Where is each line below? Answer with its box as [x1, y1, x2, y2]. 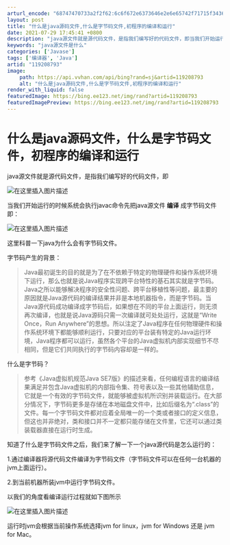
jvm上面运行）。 [7, 463, 51, 472]
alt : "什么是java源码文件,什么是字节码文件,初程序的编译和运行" [19, 80, 182, 87]
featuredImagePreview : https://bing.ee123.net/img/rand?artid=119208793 [7, 99, 219, 106]
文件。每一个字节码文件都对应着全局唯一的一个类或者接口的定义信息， [23, 409, 222, 417]
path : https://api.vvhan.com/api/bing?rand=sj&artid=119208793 [19, 73, 204, 81]
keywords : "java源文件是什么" [7, 42, 87, 49]
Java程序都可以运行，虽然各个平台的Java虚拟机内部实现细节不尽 [36, 337, 219, 345]
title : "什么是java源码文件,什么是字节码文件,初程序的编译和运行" [7, 23, 176, 29]
